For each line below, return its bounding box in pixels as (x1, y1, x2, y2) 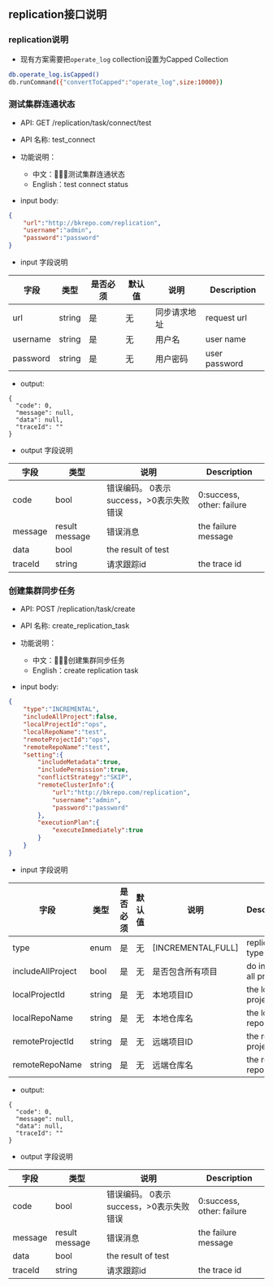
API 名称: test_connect (19, 134, 96, 144)
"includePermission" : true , (37, 766, 129, 774)
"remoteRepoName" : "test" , (23, 743, 111, 751)
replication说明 (8, 34, 69, 46)
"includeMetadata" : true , (37, 758, 122, 766)
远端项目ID (152, 1036, 193, 1047)
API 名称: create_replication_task (19, 621, 130, 630)
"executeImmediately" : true (51, 827, 144, 835)
